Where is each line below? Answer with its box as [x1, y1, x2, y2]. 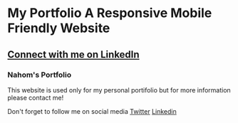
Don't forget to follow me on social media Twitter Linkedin [7, 107, 177, 115]
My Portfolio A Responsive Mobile [7, 5, 212, 21]
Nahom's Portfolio [7, 70, 72, 80]
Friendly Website [7, 20, 110, 36]
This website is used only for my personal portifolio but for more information [7, 85, 232, 94]
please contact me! [7, 93, 64, 102]
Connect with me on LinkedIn [7, 48, 140, 60]
